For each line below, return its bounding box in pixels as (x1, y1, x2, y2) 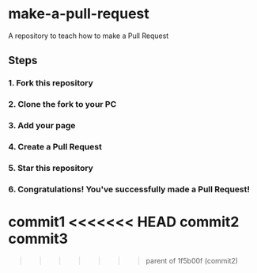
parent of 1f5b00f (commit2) (146, 256, 239, 265)
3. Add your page (8, 120, 76, 131)
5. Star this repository (8, 162, 93, 173)
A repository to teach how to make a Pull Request (8, 31, 169, 40)
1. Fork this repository (8, 78, 93, 89)
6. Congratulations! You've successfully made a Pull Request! (8, 184, 251, 195)
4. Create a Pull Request (8, 142, 103, 153)
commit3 (8, 230, 69, 248)
